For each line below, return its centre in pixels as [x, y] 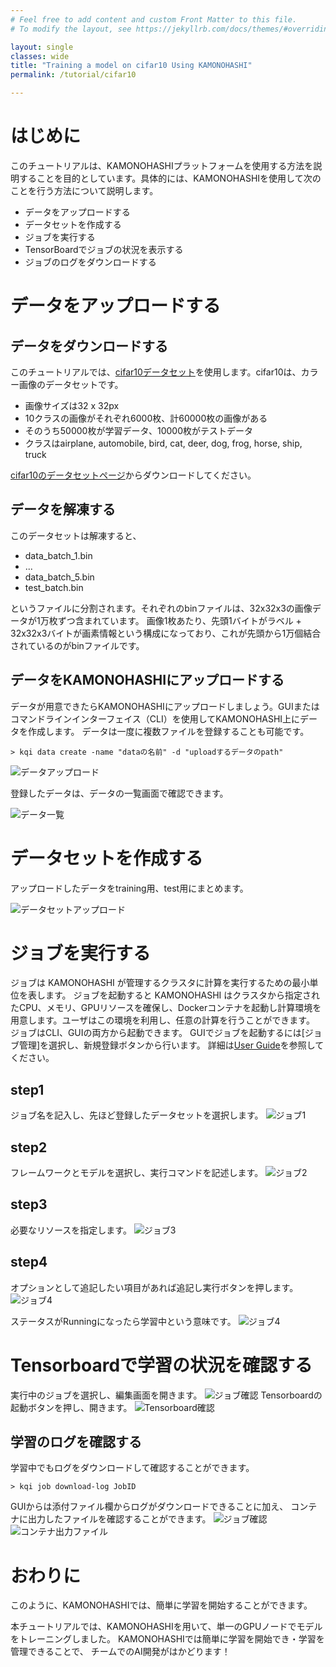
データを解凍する [63, 509]
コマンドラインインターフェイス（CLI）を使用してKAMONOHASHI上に [155, 718]
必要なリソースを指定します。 [71, 1230]
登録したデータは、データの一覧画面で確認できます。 [119, 793]
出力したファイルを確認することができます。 [119, 1519]
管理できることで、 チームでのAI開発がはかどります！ [120, 1652]
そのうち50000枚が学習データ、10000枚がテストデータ [139, 430]
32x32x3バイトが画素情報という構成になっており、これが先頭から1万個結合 [166, 633]
